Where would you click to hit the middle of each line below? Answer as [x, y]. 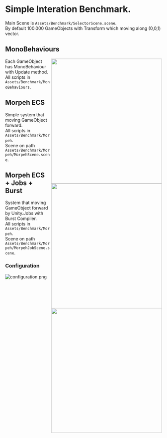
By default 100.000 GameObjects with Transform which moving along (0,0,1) [83, 28]
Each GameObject [24, 61]
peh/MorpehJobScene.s [28, 248]
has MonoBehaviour [26, 66]
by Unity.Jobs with [24, 214]
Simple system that [25, 114]
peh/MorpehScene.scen [28, 155]
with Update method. [27, 72]
